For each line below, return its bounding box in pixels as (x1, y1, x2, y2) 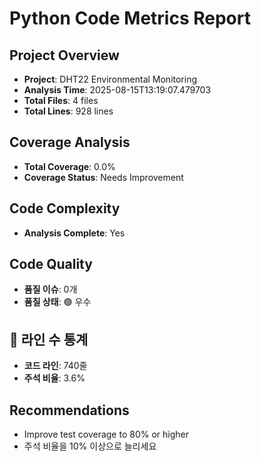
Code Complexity (9, 200, 121, 217)
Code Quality (9, 256, 93, 273)
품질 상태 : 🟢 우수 (23, 296, 92, 308)
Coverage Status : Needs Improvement (23, 171, 184, 183)
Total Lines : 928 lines (23, 105, 114, 117)
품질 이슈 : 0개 (23, 283, 78, 296)
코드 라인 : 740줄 (23, 360, 88, 372)
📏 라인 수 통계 (9, 331, 89, 348)
